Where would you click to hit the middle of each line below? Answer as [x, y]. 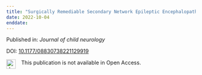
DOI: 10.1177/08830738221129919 [47, 51]
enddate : [17, 23]
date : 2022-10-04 [28, 17]
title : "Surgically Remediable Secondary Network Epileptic [83, 12]
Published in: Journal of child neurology [56, 40]
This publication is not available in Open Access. [81, 62]
